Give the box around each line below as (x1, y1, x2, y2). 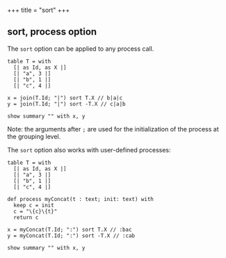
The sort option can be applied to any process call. (7, 45, 154, 53)
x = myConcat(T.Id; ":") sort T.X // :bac (7, 226, 132, 233)
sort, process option (7, 26, 97, 38)
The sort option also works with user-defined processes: (7, 145, 172, 154)
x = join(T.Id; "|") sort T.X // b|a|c (7, 94, 123, 102)
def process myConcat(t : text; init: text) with (7, 195, 154, 202)
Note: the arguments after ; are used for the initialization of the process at (7, 124, 219, 133)
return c (13, 213, 39, 221)
